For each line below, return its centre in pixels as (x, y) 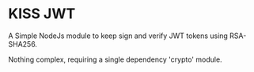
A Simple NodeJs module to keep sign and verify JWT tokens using (118, 36)
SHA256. (23, 44)
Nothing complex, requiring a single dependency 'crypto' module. (116, 59)
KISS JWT (42, 14)
